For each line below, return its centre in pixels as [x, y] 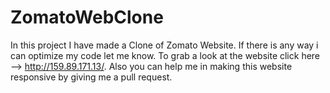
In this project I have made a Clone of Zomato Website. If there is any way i [164, 45]
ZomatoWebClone [87, 17]
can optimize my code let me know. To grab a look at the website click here [165, 55]
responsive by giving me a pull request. [91, 77]
